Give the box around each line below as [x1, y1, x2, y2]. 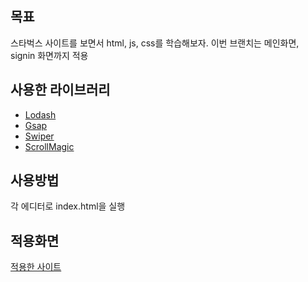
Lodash [24, 108, 57, 121]
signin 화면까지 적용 [10, 49, 89, 61]
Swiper [24, 130, 55, 142]
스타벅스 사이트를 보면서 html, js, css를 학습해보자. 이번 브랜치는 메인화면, [10, 37, 300, 49]
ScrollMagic [24, 140, 75, 152]
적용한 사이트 [10, 261, 62, 273]
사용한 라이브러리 [10, 82, 111, 99]
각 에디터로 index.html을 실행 [10, 200, 126, 212]
